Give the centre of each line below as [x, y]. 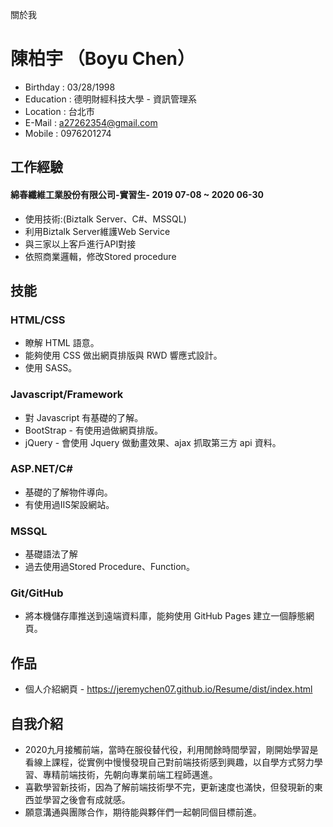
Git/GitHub [37, 593]
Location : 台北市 [59, 111]
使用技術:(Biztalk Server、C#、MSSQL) [105, 219]
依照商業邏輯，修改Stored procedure [100, 256]
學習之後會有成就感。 [86, 800]
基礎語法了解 [51, 554]
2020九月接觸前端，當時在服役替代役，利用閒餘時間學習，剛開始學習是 [171, 750]
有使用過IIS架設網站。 [69, 504]
